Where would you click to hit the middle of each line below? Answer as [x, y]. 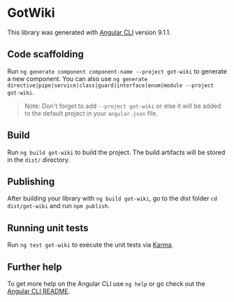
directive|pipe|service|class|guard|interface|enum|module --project [111, 85]
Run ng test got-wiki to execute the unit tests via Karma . [90, 245]
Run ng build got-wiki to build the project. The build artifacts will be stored [116, 152]
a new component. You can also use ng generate [78, 78]
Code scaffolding [45, 54]
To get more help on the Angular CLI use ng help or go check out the [106, 284]
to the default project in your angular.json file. [91, 113]
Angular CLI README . [39, 291]
